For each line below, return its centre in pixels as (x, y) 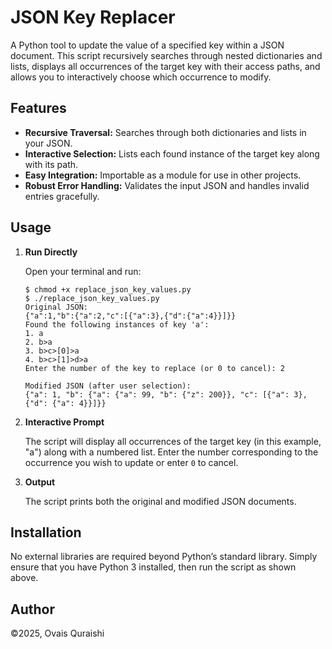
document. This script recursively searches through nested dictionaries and (166, 55)
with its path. (51, 164)
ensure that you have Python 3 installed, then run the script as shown (153, 567)
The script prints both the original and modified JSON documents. (160, 501)
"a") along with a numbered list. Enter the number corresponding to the (171, 452)
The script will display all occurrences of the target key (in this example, (173, 441)
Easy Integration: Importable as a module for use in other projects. (163, 175)
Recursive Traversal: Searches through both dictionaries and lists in (165, 132)
